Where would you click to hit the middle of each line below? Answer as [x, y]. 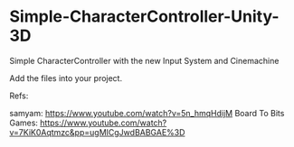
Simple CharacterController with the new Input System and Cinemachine [144, 60]
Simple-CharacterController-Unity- [144, 17]
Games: [24, 123]
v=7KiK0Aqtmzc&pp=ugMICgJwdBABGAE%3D [97, 132]
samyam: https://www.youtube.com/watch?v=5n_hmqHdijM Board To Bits [147, 113]
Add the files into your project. [66, 78]
